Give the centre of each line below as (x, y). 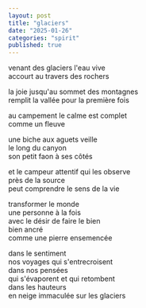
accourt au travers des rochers (59, 76)
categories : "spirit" (44, 38)
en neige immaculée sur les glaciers (67, 296)
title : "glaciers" (38, 23)
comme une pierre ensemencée (60, 238)
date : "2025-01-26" (40, 30)
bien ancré (26, 230)
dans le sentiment (37, 253)
